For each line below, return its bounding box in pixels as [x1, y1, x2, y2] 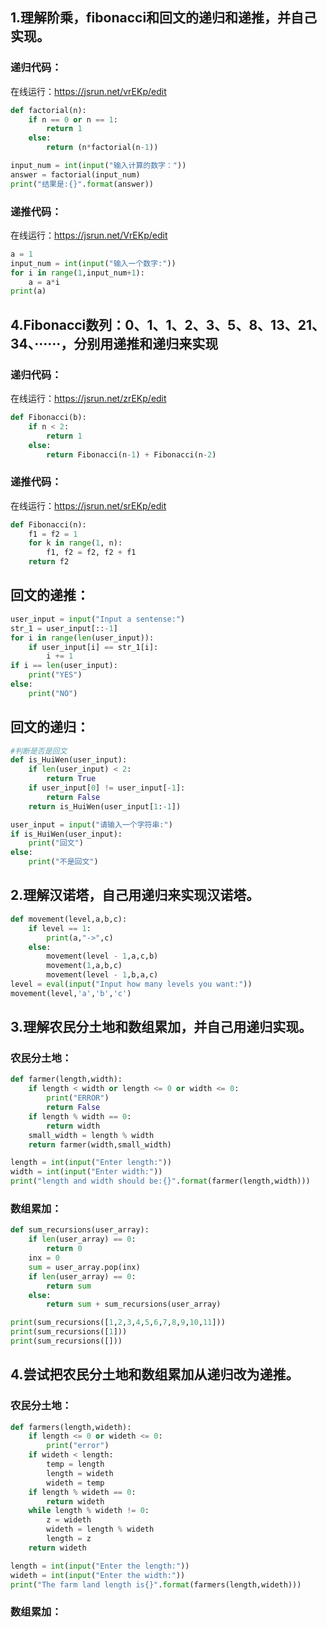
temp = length [46, 1459, 105, 1470]
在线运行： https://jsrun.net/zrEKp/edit [10, 393, 167, 405]
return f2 [28, 557, 70, 567]
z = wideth [46, 1515, 92, 1525]
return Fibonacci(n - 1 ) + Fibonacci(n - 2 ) [46, 449, 217, 460]
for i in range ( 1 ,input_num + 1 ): [10, 268, 145, 278]
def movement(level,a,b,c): [10, 914, 128, 924]
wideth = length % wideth [46, 1524, 155, 1535]
